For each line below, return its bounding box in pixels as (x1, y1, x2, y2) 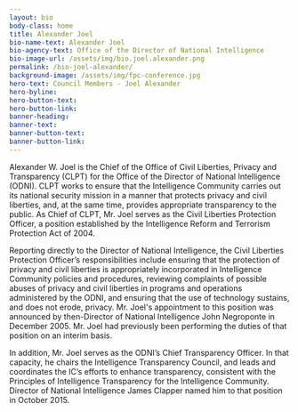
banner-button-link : (9, 137, 86, 146)
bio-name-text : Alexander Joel (9, 37, 125, 47)
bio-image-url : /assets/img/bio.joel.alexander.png (9, 54, 205, 63)
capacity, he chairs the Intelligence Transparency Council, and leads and (9, 357, 276, 368)
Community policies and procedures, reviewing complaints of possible (9, 273, 268, 284)
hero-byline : (9, 87, 58, 96)
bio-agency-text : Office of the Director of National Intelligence (9, 46, 265, 55)
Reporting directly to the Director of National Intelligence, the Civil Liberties (9, 245, 285, 255)
